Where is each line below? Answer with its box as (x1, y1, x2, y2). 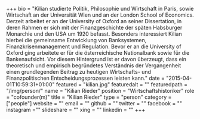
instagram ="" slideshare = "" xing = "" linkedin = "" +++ (6, 107, 146, 113)
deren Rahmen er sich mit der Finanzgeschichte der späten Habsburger (6, 24, 183, 31)
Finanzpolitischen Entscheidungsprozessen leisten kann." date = (6, 74, 165, 82)
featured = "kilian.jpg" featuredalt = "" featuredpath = (56, 81, 188, 88)
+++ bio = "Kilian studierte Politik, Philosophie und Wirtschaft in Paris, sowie (6, 5, 194, 12)
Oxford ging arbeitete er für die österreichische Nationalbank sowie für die (6, 49, 190, 56)
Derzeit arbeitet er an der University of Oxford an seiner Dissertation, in (6, 18, 182, 24)
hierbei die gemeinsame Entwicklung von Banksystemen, (6, 37, 147, 43)
